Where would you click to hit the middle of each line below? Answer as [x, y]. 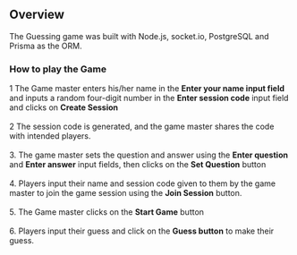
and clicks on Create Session [64, 107]
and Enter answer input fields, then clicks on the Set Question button [138, 165]
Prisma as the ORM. [46, 46]
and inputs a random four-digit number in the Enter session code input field [149, 98]
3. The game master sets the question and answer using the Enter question [149, 155]
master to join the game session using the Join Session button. [126, 193]
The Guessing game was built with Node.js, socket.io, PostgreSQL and [139, 36]
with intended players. [50, 136]
